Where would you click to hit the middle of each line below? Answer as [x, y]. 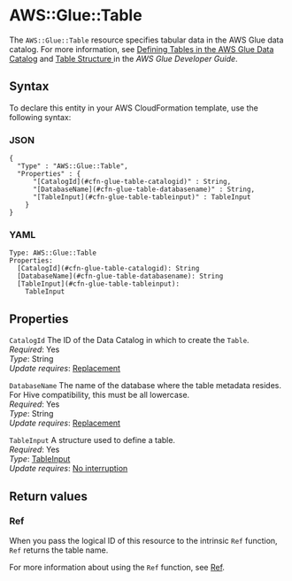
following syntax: [40, 117]
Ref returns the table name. [59, 550]
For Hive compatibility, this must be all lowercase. [100, 395]
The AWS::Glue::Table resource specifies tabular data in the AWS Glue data [146, 40]
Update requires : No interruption [69, 469]
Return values [49, 496]
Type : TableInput [40, 459]
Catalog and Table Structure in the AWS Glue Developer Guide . [123, 58]
